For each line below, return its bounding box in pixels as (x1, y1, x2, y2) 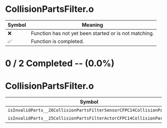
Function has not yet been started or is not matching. (30, 30, 154, 37)
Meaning (82, 21, 103, 28)
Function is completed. (30, 38, 84, 45)
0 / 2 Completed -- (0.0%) (5, 58, 115, 69)
